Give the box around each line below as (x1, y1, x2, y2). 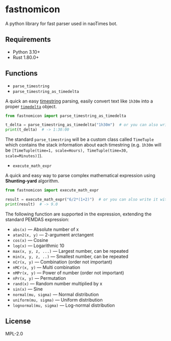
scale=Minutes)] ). (5, 153, 43, 159)
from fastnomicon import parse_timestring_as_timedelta (5, 113, 126, 118)
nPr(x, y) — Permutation (12, 275, 66, 281)
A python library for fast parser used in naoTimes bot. (5, 20, 118, 27)
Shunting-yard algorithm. (5, 178, 60, 184)
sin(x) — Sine (12, 286, 43, 292)
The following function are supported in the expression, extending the (5, 211, 152, 217)
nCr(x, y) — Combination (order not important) (12, 259, 112, 265)
